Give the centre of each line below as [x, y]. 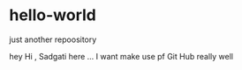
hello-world [53, 15]
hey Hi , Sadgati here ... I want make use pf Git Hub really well [121, 56]
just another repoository [53, 39]
